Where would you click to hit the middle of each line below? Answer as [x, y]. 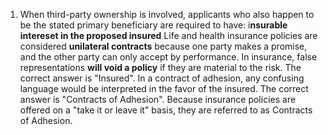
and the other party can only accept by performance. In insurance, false [168, 57]
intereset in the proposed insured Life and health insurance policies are [168, 35]
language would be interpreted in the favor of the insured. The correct [164, 88]
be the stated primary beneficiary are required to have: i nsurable [153, 25]
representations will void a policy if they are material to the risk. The [160, 67]
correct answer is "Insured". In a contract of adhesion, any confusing [162, 78]
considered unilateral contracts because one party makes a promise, [163, 46]
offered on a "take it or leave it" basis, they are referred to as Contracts [166, 110]
